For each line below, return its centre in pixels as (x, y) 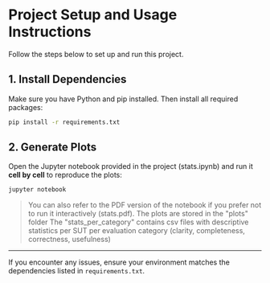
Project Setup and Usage (93, 15)
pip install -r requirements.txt (64, 122)
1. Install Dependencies (67, 79)
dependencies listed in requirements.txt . (77, 271)
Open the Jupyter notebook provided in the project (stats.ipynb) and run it (131, 166)
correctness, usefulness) (69, 240)
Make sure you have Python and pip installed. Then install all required (123, 99)
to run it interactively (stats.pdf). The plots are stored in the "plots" (138, 214)
